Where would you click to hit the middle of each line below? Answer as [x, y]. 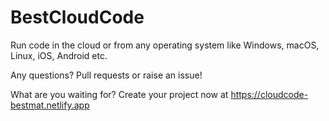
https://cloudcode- [269, 94]
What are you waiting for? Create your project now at [119, 94]
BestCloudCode [77, 17]
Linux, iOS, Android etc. [59, 55]
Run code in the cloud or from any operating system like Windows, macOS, [165, 45]
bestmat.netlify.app [50, 105]
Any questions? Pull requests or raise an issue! [106, 75]
